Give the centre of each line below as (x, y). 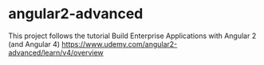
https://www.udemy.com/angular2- (120, 44)
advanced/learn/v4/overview (56, 52)
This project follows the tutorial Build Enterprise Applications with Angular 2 (132, 36)
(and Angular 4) (34, 44)
